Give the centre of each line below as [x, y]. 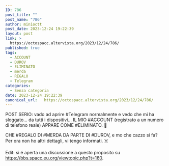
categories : [18, 86]
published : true [22, 48]
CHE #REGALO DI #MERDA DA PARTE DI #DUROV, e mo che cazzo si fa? [81, 135]
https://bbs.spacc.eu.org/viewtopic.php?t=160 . [54, 158]
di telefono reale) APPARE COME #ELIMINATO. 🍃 [56, 125]
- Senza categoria [30, 90]
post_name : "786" [24, 19]
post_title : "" [21, 15]
